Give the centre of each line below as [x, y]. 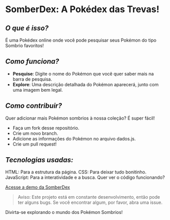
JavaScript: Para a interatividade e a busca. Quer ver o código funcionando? [85, 177]
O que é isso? [27, 28]
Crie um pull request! [35, 144]
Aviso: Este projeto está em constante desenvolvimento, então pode [89, 197]
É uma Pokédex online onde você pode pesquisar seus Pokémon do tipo [81, 40]
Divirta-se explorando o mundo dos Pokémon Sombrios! [64, 212]
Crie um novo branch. [35, 133]
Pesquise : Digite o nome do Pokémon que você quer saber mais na [83, 74]
